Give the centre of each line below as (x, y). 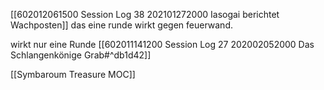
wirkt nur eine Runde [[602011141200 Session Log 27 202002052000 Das (162, 44)
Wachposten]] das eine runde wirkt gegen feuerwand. (121, 25)
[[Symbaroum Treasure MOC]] (73, 74)
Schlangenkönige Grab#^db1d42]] (81, 55)
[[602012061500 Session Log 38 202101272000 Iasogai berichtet (145, 14)
